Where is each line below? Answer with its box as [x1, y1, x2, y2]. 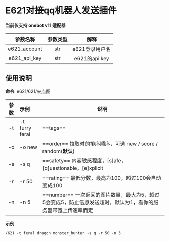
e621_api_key [8, 54, 42, 61]
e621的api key [74, 55, 109, 62]
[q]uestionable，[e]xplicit [42, 164, 104, 171]
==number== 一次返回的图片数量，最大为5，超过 [42, 191, 160, 198]
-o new [19, 143, 38, 150]
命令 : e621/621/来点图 [5, 88, 51, 94]
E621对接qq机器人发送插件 [5, 5, 117, 16]
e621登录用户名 [72, 45, 111, 52]
